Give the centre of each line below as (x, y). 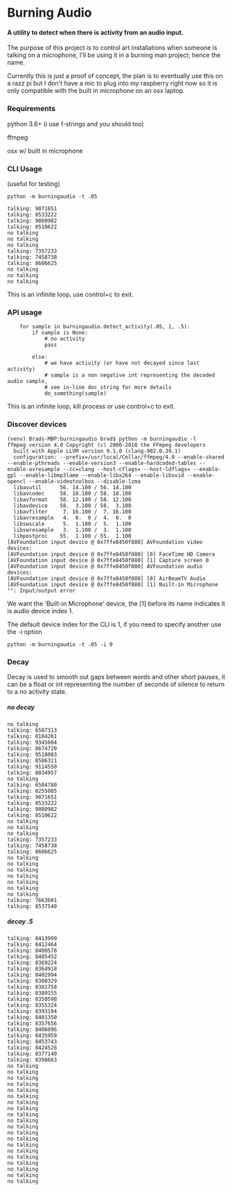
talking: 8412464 (32, 944)
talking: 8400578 (32, 951)
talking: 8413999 (32, 938)
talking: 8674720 (32, 748)
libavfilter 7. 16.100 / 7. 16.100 (72, 511)
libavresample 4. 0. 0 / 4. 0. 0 (72, 518)
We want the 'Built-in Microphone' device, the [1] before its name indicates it (116, 603)
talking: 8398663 (32, 1059)
